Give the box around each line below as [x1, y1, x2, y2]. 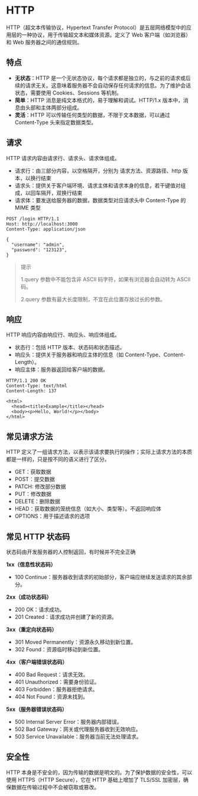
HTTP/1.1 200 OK [6, 378, 46, 384]
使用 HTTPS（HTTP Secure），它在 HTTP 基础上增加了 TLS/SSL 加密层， [6, 776, 184, 783]
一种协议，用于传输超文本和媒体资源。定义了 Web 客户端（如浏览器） [21, 31, 191, 38]
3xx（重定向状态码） [6, 626, 57, 633]
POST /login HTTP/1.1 [6, 216, 60, 222]
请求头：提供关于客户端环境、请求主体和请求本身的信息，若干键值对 [14, 181, 181, 189]
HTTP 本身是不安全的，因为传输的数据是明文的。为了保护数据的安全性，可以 [6, 769, 193, 776]
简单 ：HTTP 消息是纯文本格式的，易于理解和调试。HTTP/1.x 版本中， [14, 96, 183, 103]
